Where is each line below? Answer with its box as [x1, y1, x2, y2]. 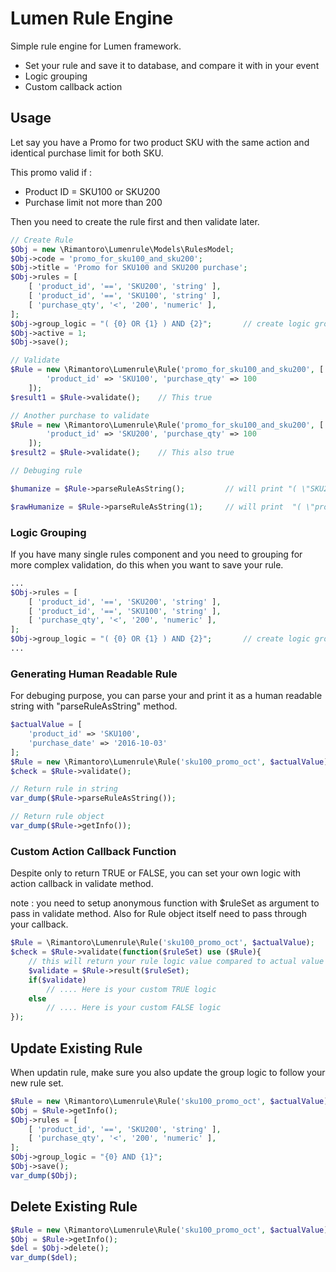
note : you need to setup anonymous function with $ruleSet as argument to [10, 897, 320, 909]
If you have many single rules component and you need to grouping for [10, 548, 303, 560]
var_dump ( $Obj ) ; [10, 1170, 78, 1181]
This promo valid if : [10, 166, 93, 178]
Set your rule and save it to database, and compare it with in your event [24, 59, 320, 71]
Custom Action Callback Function [10, 844, 177, 858]
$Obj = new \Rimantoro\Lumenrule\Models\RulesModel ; [10, 244, 235, 254]
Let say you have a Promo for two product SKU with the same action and [10, 136, 310, 148]
